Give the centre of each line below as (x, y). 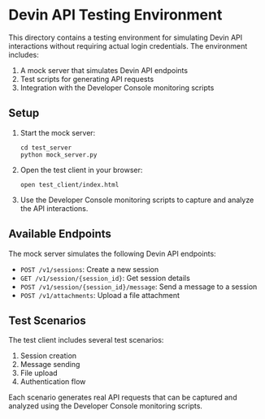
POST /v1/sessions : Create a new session (89, 269)
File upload (39, 373)
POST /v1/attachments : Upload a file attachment (100, 295)
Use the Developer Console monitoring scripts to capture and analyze (137, 200)
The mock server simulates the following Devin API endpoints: (113, 253)
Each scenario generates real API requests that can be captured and (123, 397)
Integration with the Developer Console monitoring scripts (117, 88)
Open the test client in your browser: (81, 170)
